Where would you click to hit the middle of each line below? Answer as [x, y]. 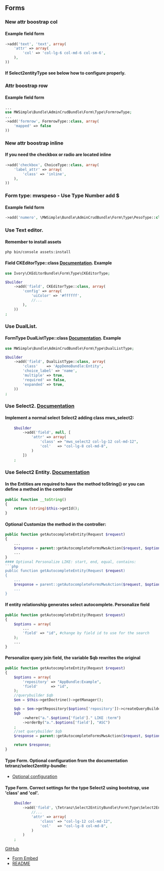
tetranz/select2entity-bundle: [36, 765]
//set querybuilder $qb [38, 732]
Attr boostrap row [26, 86]
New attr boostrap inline [34, 143]
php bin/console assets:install [38, 252]
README [21, 864]
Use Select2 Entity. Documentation [47, 472]
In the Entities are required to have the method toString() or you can [75, 484]
